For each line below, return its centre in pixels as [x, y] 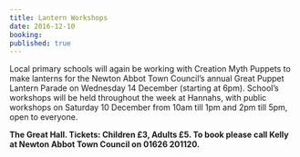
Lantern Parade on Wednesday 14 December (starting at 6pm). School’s [145, 88]
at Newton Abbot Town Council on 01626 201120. [105, 144]
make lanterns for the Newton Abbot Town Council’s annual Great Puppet [147, 79]
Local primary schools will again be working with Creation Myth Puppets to [150, 69]
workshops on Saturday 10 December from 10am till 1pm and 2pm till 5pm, [149, 108]
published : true [40, 43]
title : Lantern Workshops [58, 18]
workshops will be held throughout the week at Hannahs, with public [138, 98]
